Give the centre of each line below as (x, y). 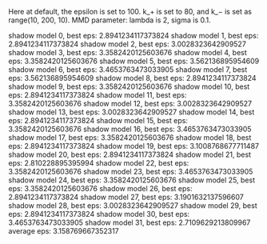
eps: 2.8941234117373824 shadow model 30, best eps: (99, 214)
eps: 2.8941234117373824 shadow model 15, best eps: (98, 120)
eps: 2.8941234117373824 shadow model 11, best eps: (98, 95)
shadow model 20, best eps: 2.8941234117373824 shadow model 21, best (130, 154)
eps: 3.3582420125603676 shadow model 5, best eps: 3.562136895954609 (134, 61)
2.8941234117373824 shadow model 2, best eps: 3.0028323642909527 (127, 44)
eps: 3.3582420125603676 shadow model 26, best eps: (101, 188)
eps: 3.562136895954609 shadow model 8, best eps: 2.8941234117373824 (133, 78)
